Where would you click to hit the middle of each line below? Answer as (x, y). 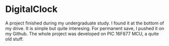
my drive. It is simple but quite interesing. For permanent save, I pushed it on (85, 28)
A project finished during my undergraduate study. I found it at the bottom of (85, 23)
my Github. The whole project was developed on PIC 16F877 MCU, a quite (82, 33)
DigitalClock (32, 9)
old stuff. (14, 39)
